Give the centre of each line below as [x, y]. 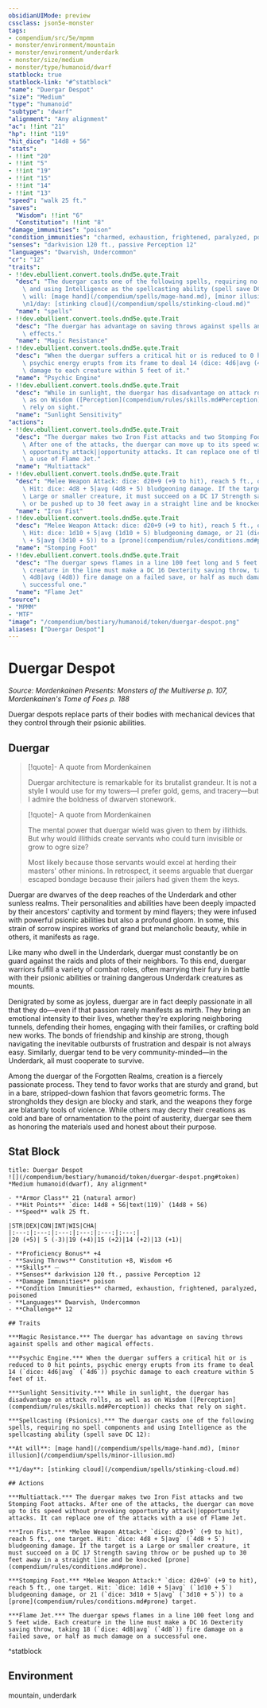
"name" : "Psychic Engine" [58, 378]
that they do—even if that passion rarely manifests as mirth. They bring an [130, 1010]
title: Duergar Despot [46, 1170]
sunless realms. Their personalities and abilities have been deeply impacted [132, 903]
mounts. [22, 986]
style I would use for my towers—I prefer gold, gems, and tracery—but [143, 791]
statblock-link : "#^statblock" [60, 82]
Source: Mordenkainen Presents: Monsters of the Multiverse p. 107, [118, 691]
